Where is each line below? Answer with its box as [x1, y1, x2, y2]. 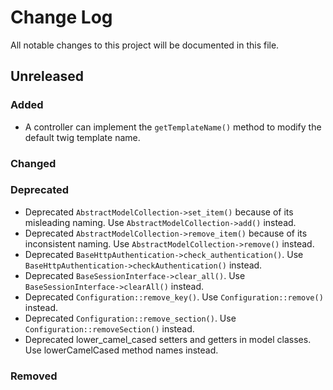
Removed [10, 369, 58, 383]
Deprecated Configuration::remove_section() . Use [24, 312, 237, 324]
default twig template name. [24, 131, 141, 143]
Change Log [10, 6, 113, 29]
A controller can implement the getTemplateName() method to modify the [24, 121, 322, 133]
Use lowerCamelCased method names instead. [24, 344, 219, 356]
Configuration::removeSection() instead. [24, 322, 195, 335]
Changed [10, 156, 57, 170]
